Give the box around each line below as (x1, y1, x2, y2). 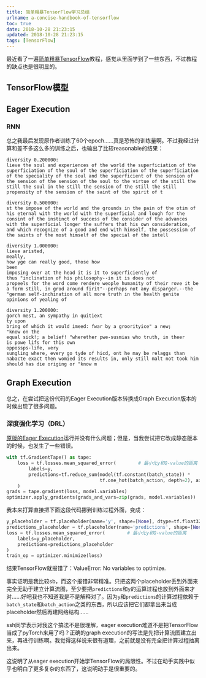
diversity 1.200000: (6, 308, 59, 314)
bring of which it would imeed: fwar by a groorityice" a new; (6, 324, 172, 330)
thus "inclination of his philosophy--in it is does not (6, 275, 155, 281)
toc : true (6, 20, 32, 26)
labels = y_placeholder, (17, 536, 75, 542)
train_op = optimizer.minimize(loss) (6, 553, 103, 559)
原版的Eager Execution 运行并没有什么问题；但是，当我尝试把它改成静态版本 (6, 434, 198, 442)
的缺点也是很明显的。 (6, 63, 60, 70)
